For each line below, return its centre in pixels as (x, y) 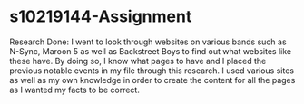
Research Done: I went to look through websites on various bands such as (148, 42)
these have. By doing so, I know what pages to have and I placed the (138, 61)
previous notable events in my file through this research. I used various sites (152, 71)
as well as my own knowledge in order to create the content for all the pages (152, 80)
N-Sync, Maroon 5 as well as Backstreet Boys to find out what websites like (151, 51)
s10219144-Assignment (101, 17)
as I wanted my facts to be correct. (75, 90)
